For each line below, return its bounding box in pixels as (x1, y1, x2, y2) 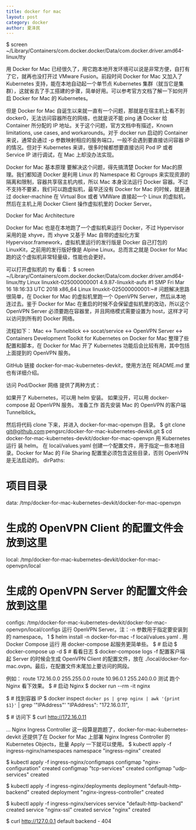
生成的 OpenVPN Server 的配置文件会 (6, 584, 188, 598)
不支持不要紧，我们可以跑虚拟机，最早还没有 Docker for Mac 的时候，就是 (6, 186, 185, 193)
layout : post (6, 14, 38, 20)
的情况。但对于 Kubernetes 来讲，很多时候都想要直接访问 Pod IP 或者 (6, 144, 174, 151)
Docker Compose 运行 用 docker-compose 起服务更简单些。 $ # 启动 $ (6, 641, 177, 648)
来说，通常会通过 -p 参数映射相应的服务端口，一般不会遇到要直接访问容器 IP (6, 137, 190, 144)
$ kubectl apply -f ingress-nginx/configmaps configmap (6, 758, 142, 766)
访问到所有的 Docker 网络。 (11, 315, 78, 322)
